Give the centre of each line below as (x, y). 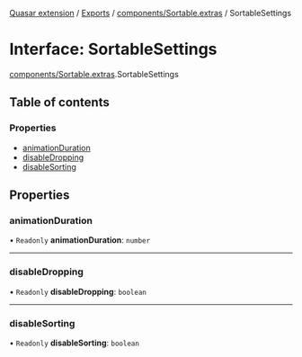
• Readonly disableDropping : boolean (78, 291)
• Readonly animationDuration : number (80, 240)
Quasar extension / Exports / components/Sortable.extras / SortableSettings (151, 13)
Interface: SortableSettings (113, 49)
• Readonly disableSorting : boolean (74, 343)
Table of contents (59, 103)
